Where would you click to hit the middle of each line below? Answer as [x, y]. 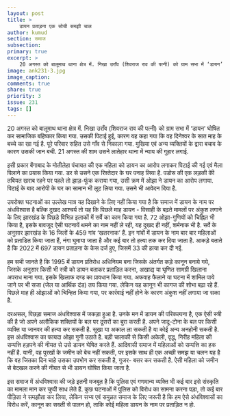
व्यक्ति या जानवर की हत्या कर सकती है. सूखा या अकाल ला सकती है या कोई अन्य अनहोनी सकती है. [113, 329]
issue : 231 [23, 103]
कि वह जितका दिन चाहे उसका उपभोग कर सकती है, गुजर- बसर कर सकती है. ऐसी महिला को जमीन [113, 360]
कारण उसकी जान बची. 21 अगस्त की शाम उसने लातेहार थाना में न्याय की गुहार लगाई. [98, 151]
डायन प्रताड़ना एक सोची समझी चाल [56, 26]
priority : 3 [24, 96]
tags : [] [20, 109]
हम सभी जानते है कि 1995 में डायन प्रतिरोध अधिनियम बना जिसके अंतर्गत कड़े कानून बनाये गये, [108, 261]
